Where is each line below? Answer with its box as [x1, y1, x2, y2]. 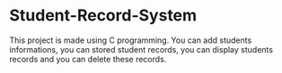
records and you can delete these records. [9, 53, 167, 64]
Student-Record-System [9, 5, 198, 26]
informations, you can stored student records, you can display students [9, 44, 274, 54]
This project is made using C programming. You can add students [9, 35, 252, 45]
